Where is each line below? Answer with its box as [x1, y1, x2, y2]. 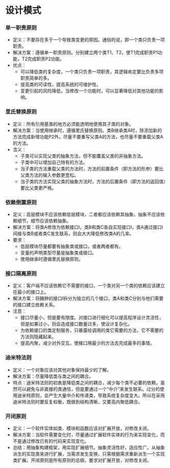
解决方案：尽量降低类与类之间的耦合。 [12, 373, 93, 379]
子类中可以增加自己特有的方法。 [20, 159, 88, 165]
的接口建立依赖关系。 [12, 302, 58, 308]
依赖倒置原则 [5, 199, 37, 206]
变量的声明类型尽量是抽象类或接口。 [20, 250, 97, 256]
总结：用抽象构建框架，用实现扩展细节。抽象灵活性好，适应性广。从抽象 [12, 444, 165, 450]
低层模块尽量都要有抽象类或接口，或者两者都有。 [20, 243, 124, 249]
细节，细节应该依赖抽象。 [17, 218, 71, 224]
